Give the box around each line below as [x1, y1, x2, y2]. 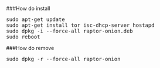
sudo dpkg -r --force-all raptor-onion [6, 56, 121, 62]
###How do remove [6, 45, 55, 51]
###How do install [6, 5, 50, 12]
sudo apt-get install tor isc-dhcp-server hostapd [6, 22, 155, 28]
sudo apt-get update [6, 16, 66, 23]
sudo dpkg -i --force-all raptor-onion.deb [6, 28, 133, 34]
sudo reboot [6, 34, 40, 40]
